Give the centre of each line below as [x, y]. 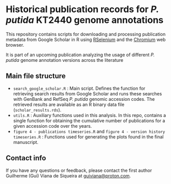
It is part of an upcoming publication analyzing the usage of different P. [80, 55]
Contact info [26, 158]
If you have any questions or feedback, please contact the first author [79, 170]
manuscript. [26, 142]
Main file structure [36, 76]
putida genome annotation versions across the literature [65, 60]
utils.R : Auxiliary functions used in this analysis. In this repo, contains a [90, 115]
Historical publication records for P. [82, 9]
